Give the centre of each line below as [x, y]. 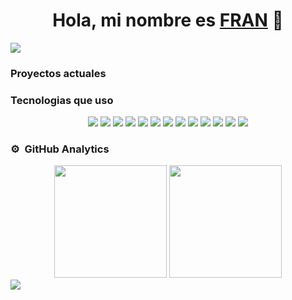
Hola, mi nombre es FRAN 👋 [168, 20]
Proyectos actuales [58, 73]
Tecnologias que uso [62, 100]
